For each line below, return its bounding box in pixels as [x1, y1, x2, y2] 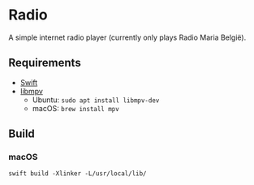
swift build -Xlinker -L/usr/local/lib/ [8, 170, 148, 178]
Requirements [8, 56, 81, 70]
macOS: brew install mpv [32, 103, 119, 113]
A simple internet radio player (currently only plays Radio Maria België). [8, 32, 247, 42]
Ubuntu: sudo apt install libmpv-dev [32, 95, 160, 105]
